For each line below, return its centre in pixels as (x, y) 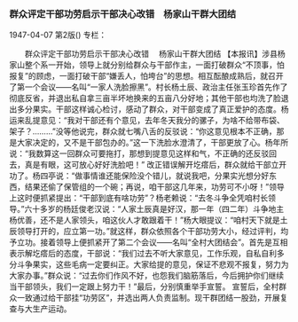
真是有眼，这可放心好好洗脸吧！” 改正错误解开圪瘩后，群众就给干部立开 (156, 165)
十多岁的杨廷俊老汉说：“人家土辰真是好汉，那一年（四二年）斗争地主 (158, 209)
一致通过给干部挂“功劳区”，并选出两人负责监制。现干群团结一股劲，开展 (149, 298)
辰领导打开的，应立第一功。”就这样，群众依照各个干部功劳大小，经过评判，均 (149, 232)
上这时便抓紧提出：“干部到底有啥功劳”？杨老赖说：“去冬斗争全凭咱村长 (139, 198)
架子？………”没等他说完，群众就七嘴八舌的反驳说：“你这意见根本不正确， (143, 131)
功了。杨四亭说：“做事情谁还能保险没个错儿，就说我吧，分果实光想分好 (139, 176)
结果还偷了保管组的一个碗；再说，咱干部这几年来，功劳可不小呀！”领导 (155, 187)
